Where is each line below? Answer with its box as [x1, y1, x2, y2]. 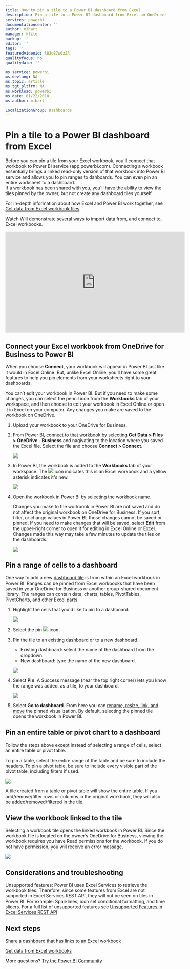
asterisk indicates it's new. [12, 474, 69, 480]
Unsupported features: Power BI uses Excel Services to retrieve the [5, 882, 147, 888]
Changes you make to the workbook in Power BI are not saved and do [12, 504, 160, 509]
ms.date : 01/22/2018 [5, 93, 50, 98]
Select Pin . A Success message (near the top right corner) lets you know [12, 677, 167, 683]
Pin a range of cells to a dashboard [5, 561, 118, 570]
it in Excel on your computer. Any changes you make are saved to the [5, 407, 152, 412]
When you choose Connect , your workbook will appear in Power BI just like [5, 364, 165, 369]
